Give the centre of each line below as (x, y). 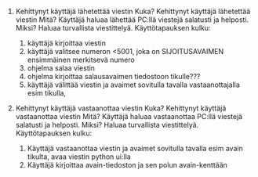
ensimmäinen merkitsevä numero (81, 60)
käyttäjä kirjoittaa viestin (66, 43)
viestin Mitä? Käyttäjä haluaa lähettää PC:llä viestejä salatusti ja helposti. (132, 20)
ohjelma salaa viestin (61, 68)
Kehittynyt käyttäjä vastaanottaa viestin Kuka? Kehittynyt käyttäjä (121, 108)
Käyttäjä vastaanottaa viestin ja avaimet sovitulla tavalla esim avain (135, 148)
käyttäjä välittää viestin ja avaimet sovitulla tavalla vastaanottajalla (134, 85)
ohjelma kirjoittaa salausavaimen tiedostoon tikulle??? (114, 76)
